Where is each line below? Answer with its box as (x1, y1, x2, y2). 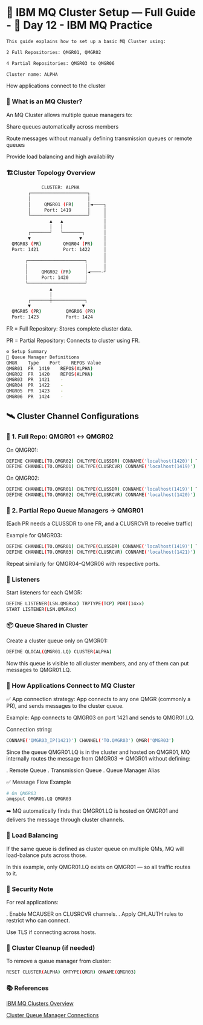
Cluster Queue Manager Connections (6, 1012, 99, 1019)
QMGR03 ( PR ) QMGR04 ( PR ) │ (11, 241, 107, 247)
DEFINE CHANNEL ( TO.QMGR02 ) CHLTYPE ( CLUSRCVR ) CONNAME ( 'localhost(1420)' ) (6, 492, 196, 498)
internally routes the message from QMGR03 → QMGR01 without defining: (6, 754, 191, 762)
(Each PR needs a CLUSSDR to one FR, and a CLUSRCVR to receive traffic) (6, 520, 193, 527)
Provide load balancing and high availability (6, 153, 115, 160)
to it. (6, 870, 18, 877)
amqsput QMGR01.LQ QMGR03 (6, 796, 71, 802)
